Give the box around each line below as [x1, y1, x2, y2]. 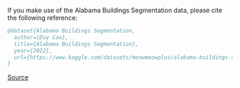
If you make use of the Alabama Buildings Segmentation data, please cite [7, 6, 223, 14]
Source [7, 73, 29, 82]
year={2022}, [14, 47, 53, 54]
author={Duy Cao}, [14, 33, 69, 41]
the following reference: [7, 13, 78, 22]
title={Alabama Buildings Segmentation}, [14, 40, 139, 48]
